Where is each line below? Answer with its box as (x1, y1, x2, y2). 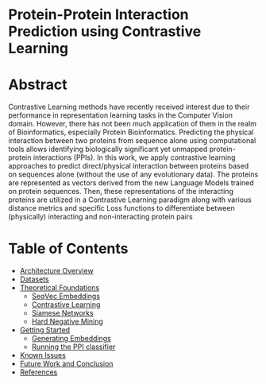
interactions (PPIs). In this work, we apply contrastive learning (33, 153, 236, 162)
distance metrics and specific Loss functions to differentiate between (8, 204, 236, 213)
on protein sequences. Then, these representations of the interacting (8, 187, 234, 196)
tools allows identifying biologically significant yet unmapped (8, 145, 208, 154)
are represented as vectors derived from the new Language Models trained (8, 178, 254, 188)
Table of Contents (8, 240, 129, 258)
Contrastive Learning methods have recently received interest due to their (8, 102, 250, 112)
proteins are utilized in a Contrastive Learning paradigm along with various (8, 195, 252, 204)
